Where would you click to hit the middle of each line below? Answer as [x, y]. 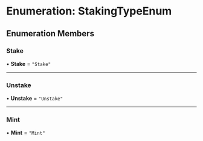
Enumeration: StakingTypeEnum [89, 11]
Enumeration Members [50, 34]
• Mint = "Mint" [26, 133]
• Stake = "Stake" [29, 64]
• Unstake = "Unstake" [35, 99]
